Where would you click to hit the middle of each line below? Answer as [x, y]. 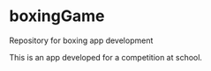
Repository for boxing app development [81, 40]
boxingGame [57, 16]
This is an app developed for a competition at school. [106, 57]
